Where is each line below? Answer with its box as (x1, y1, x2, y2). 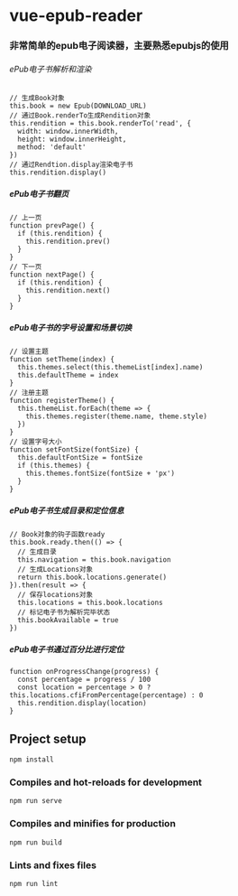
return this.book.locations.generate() (17, 573, 168, 583)
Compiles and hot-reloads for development (9, 776, 203, 789)
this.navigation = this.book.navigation (17, 555, 171, 565)
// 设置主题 (9, 347, 50, 357)
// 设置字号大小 (9, 437, 62, 447)
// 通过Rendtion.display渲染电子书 (9, 160, 133, 170)
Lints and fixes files (9, 859, 97, 872)
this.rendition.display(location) (17, 699, 147, 708)
